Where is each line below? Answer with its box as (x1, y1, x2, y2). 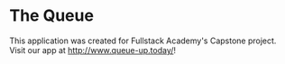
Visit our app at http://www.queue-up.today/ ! (9, 44, 177, 55)
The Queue (9, 5, 95, 26)
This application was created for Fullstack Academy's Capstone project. (9, 35, 277, 46)
